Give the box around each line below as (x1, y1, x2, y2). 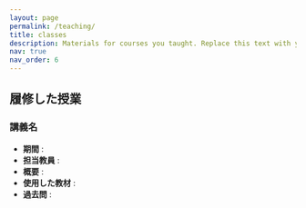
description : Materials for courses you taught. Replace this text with (9, 38, 291, 48)
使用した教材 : (22, 177, 76, 188)
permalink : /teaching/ (9, 22, 96, 31)
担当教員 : (22, 154, 60, 165)
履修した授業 (9, 92, 82, 107)
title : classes (9, 30, 67, 39)
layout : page (9, 13, 59, 23)
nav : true (9, 47, 47, 56)
